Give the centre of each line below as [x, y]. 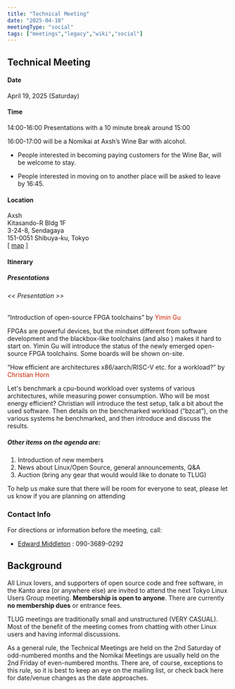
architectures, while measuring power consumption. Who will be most [108, 396]
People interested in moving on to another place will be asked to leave [119, 176]
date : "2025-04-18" [36, 20]
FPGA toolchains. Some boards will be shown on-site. [107, 354]
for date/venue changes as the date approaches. [78, 678]
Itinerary [20, 261]
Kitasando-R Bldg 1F [37, 223]
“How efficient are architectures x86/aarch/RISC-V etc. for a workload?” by [116, 367]
